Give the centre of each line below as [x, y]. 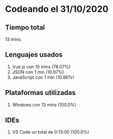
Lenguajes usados [34, 55]
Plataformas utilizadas [40, 93]
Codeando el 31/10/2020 [57, 9]
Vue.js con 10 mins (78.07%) [41, 67]
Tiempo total [25, 27]
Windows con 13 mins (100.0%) [44, 104]
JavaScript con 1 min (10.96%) [43, 77]
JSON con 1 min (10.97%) [38, 72]
